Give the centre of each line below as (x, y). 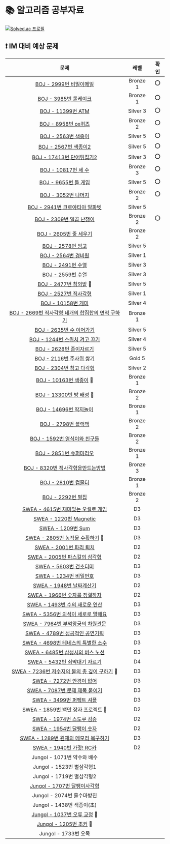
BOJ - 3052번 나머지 (65, 195)
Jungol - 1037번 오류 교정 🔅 (65, 814)
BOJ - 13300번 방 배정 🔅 (65, 395)
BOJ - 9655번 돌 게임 (65, 183)
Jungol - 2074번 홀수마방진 (65, 795)
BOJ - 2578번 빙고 (65, 246)
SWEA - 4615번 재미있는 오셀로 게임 (65, 509)
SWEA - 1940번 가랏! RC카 (65, 747)
